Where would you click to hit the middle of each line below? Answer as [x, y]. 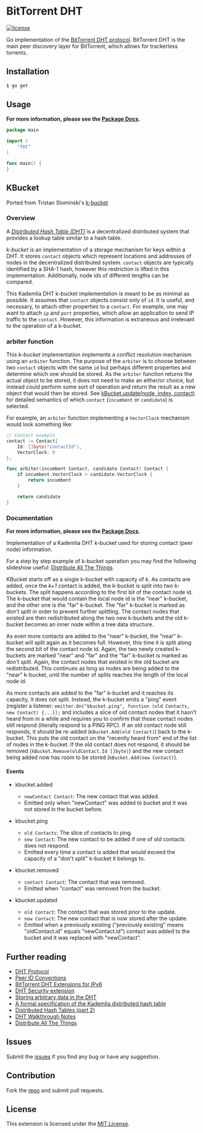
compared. [20, 282]
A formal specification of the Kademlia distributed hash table [90, 1004]
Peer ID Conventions [40, 978]
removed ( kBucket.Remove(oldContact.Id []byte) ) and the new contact [95, 751]
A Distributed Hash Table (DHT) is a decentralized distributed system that [98, 231]
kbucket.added [34, 785]
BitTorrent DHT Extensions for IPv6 [59, 984]
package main [23, 130]
